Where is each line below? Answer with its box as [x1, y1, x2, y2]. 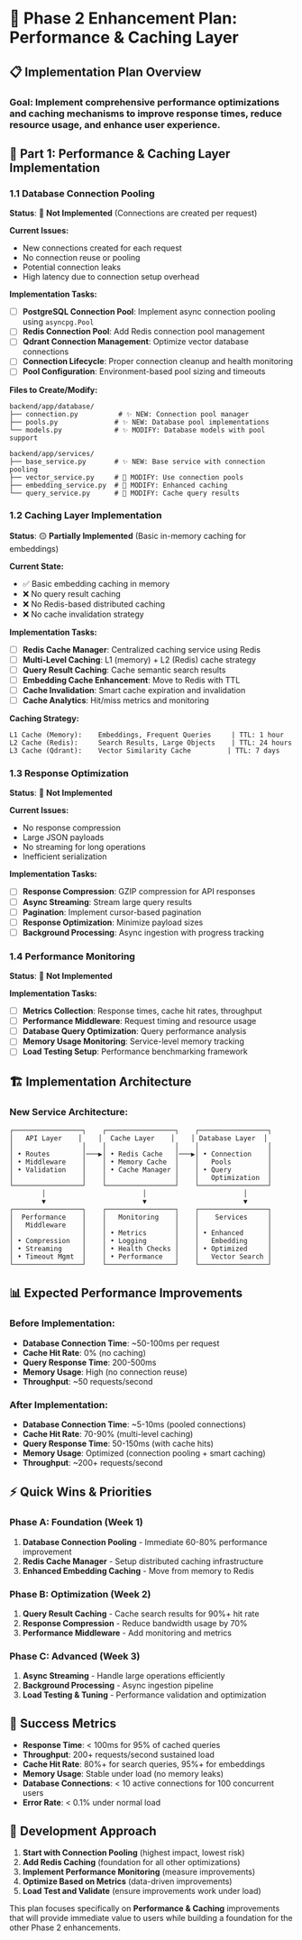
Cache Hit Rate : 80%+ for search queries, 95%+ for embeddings [22, 1759, 266, 1770]
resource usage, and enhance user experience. [9, 118, 221, 131]
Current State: [9, 561, 65, 572]
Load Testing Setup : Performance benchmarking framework [22, 1046, 248, 1057]
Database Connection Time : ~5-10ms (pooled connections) [22, 1419, 246, 1430]
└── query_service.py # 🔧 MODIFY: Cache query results [9, 489, 241, 498]
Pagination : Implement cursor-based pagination [22, 906, 202, 918]
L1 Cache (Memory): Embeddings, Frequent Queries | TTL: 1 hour [9, 730, 284, 740]
